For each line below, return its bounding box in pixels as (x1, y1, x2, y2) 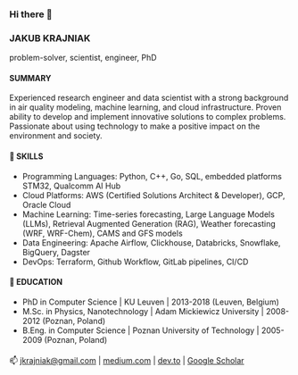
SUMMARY (9, 72, 52, 83)
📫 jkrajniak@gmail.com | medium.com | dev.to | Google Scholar (9, 355, 244, 366)
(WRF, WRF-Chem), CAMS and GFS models (21, 228, 183, 238)
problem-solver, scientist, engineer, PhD (9, 53, 158, 63)
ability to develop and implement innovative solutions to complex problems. (9, 112, 286, 122)
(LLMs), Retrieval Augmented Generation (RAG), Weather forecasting (21, 218, 277, 229)
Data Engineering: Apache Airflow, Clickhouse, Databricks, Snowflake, (21, 237, 281, 248)
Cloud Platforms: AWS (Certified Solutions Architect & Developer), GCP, (21, 189, 286, 200)
